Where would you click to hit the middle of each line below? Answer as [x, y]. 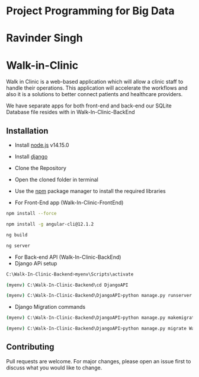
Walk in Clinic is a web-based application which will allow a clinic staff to [95, 82]
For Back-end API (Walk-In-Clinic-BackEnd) [68, 257]
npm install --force [32, 214]
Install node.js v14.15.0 [42, 145]
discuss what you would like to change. [54, 368]
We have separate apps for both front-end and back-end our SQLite [89, 106]
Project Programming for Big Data [90, 11]
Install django [31, 157]
